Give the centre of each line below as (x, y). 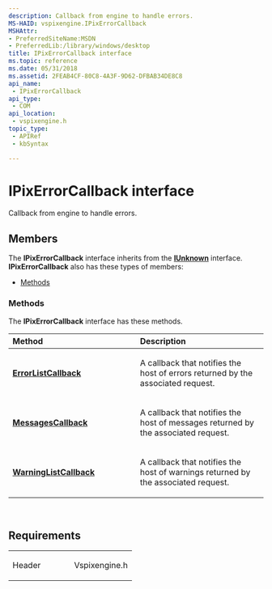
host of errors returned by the (197, 373)
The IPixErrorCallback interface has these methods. (96, 321)
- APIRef (27, 136)
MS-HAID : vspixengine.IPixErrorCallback (78, 23)
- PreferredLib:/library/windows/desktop (79, 46)
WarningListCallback (54, 472)
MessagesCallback (50, 422)
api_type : (25, 99)
